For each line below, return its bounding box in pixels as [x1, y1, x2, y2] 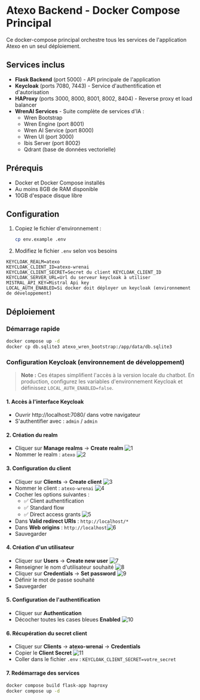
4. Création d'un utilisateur [6, 544, 75, 551]
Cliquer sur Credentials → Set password [14, 569, 116, 577]
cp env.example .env [14, 237, 66, 243]
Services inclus [6, 60, 65, 70]
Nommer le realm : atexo [14, 451, 76, 458]
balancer [14, 101, 37, 108]
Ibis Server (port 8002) [23, 139, 81, 147]
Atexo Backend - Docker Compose [6, 4, 180, 17]
